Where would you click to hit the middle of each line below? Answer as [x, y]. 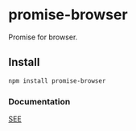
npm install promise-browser [57, 81]
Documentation [39, 101]
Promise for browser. [43, 37]
